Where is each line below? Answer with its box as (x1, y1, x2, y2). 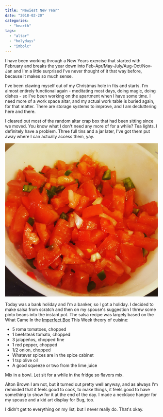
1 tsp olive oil (12, 357, 38, 363)
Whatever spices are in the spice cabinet (12, 352, 94, 358)
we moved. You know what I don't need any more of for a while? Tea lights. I (5, 123, 158, 129)
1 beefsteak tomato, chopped (12, 331, 71, 337)
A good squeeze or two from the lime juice (12, 363, 98, 368)
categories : (5, 18, 29, 23)
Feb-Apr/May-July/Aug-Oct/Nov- (86, 63, 152, 69)
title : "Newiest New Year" (5, 8, 60, 13)
